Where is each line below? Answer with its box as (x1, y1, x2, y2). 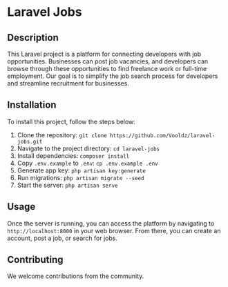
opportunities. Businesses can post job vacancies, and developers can (7, 57, 209, 66)
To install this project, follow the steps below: (7, 117, 136, 126)
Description (7, 32, 59, 43)
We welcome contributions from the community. (7, 272, 144, 280)
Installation (7, 99, 57, 111)
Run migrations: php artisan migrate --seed (17, 173, 144, 181)
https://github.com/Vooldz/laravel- (109, 132, 216, 139)
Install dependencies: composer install (17, 151, 130, 159)
